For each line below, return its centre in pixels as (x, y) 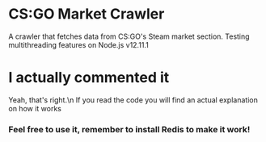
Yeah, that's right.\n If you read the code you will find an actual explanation (133, 100)
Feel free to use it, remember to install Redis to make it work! (129, 129)
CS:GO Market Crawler (87, 14)
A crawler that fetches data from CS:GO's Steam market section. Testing (129, 36)
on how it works (35, 108)
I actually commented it (89, 78)
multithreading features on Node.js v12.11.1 (79, 44)
